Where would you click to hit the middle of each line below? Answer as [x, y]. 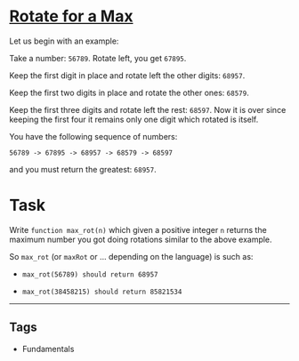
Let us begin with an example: [64, 41]
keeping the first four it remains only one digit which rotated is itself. [134, 119]
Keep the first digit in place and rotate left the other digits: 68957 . [127, 75]
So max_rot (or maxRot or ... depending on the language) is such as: [131, 256]
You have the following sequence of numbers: [93, 136]
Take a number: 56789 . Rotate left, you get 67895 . [98, 58]
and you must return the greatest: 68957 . [83, 169]
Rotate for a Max [71, 16]
